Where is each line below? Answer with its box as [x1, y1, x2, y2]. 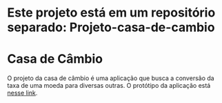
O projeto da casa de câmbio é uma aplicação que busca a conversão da [7, 74, 215, 82]
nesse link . [7, 88, 38, 97]
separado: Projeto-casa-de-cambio [7, 19, 215, 35]
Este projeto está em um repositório [7, 5, 216, 21]
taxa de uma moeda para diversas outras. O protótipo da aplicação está [7, 82, 211, 90]
